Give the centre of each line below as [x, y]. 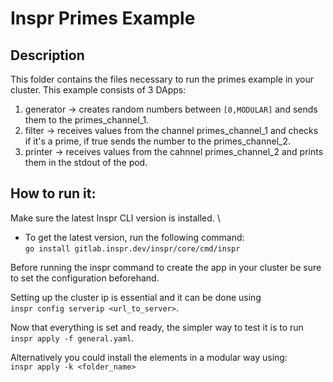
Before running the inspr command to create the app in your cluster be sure [166, 267]
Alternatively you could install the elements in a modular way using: [149, 357]
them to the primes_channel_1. [87, 120]
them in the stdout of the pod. [86, 162]
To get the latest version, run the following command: [134, 237]
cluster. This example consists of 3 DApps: [98, 90]
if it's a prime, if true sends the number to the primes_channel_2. [158, 141]
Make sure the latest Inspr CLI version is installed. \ [115, 218]
